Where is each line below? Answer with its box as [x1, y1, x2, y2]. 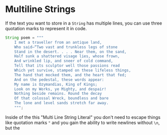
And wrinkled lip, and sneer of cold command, [14, 59, 113, 64]
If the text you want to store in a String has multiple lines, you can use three [5, 20, 162, 26]
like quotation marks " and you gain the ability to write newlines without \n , [5, 119, 160, 125]
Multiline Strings [5, 4, 76, 15]
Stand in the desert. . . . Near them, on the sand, [14, 49, 127, 54]
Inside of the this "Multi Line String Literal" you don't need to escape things [5, 114, 160, 120]
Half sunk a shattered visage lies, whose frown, [14, 54, 120, 59]
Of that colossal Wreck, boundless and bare [14, 96, 109, 101]
